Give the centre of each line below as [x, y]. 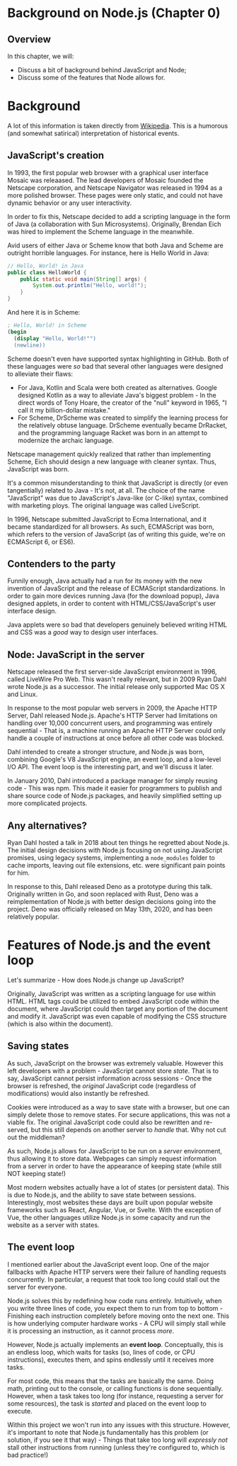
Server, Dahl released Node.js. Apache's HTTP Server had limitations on [112, 716]
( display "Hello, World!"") [55, 338]
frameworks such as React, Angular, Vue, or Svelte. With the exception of [114, 1209]
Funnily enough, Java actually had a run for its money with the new [105, 581]
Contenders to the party [62, 564]
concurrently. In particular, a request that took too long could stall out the [114, 1279]
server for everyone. [37, 1287]
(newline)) [30, 345]
